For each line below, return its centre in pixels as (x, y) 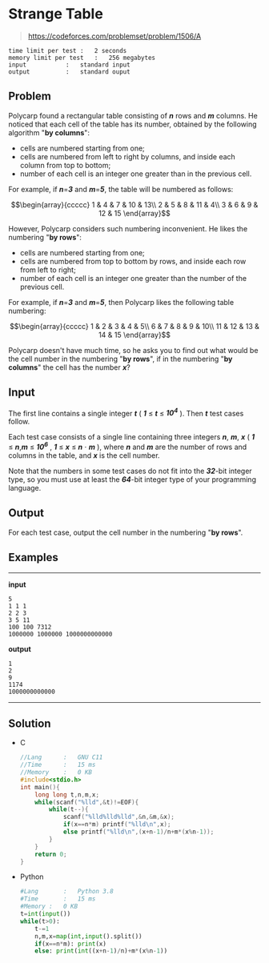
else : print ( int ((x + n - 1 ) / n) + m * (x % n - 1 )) (101, 951)
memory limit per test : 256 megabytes (82, 58)
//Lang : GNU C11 (61, 757)
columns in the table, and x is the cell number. (84, 455)
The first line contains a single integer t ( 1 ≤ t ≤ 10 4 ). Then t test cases (126, 412)
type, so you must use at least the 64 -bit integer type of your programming (132, 479)
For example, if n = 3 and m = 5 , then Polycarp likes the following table (121, 302)
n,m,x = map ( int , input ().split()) (88, 936)
